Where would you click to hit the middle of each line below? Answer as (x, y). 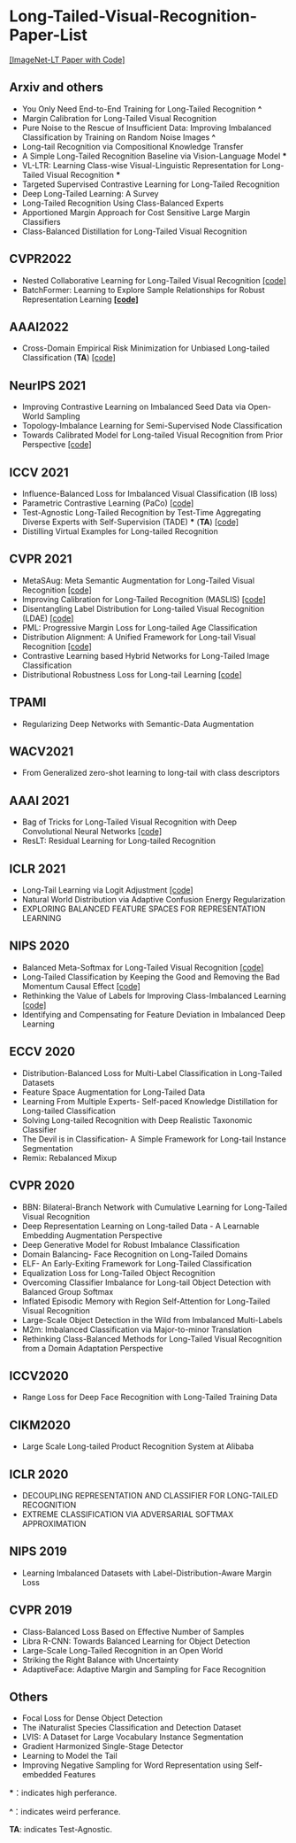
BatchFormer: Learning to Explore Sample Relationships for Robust (143, 290)
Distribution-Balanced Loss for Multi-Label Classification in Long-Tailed (152, 1073)
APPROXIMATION (54, 1523)
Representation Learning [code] (80, 299)
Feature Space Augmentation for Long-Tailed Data (114, 1092)
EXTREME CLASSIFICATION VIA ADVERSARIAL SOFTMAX (128, 1514)
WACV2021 (41, 751)
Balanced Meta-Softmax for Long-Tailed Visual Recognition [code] (143, 967)
